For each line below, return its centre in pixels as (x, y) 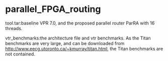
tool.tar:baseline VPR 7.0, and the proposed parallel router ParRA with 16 (80, 23)
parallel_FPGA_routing (53, 9)
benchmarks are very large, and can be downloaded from (65, 43)
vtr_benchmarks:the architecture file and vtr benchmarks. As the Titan (78, 38)
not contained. (20, 54)
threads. (14, 28)
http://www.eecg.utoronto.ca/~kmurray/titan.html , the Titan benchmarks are (84, 48)
